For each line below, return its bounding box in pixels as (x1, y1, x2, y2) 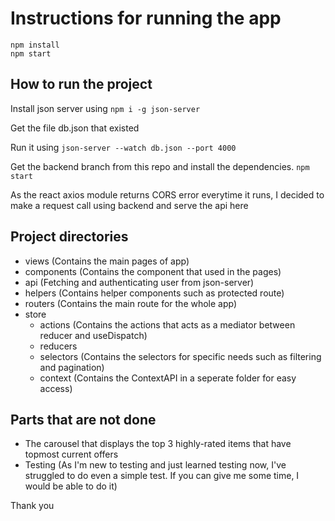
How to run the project (10, 76, 153, 93)
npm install (10, 40, 60, 50)
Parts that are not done (10, 411, 157, 428)
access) (39, 382, 73, 394)
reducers (39, 340, 78, 352)
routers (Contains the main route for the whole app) (24, 297, 238, 309)
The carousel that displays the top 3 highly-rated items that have (24, 438, 292, 450)
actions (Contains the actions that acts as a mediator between (39, 318, 296, 331)
